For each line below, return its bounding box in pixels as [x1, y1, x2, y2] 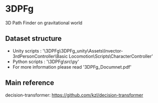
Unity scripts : [12, 47, 42, 54]
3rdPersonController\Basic [12, 53, 68, 59]
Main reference [5, 79, 54, 87]
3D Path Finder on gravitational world [5, 20, 83, 26]
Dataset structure [5, 34, 62, 43]
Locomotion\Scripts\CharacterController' [68, 53, 153, 59]
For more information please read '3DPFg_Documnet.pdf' [12, 64, 132, 70]
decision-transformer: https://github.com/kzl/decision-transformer [5, 92, 143, 98]
